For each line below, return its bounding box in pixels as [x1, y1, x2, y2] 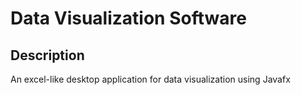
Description [10, 47, 85, 64]
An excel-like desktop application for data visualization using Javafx [10, 73, 291, 85]
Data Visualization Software [10, 7, 247, 30]
